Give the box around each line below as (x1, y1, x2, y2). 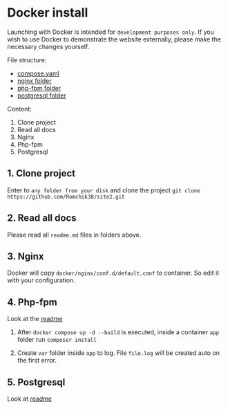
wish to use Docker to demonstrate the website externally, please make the (7, 35, 221, 43)
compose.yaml (17, 69, 60, 78)
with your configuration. (7, 276, 76, 284)
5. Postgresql (7, 376, 66, 388)
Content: (7, 104, 32, 113)
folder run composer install (17, 336, 97, 344)
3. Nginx (7, 251, 44, 262)
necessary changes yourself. (7, 42, 90, 51)
